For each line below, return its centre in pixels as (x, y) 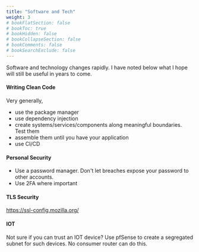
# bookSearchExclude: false (41, 51)
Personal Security (29, 157)
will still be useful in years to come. (49, 74)
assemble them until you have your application (72, 137)
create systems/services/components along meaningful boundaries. (98, 125)
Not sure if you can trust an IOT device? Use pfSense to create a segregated (100, 237)
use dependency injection (46, 118)
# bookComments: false (34, 45)
